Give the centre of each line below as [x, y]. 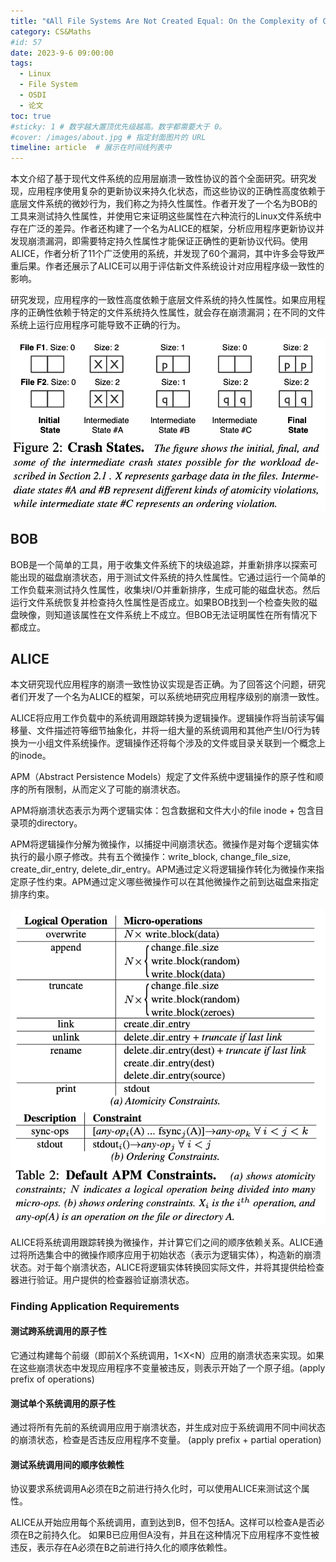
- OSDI [33, 95]
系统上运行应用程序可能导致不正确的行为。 [98, 325]
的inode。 [31, 756]
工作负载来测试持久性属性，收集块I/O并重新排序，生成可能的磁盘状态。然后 [165, 589]
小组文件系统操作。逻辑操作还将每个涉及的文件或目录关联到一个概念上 [181, 743]
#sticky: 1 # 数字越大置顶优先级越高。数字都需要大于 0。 [118, 126]
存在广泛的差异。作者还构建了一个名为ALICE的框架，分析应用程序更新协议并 [167, 229]
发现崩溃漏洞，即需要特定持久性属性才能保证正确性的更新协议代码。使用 [159, 241]
